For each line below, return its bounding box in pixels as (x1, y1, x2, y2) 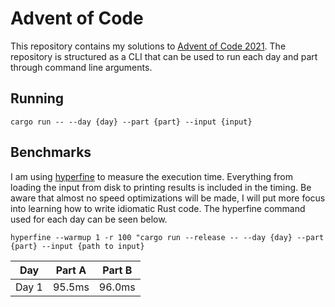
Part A (55, 263, 87, 277)
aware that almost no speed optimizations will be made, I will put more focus (10, 192, 326, 204)
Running (10, 90, 65, 107)
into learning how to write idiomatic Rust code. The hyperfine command (10, 202, 306, 214)
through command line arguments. (10, 61, 153, 73)
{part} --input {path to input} (10, 241, 145, 251)
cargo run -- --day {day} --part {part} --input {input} (10, 117, 253, 127)
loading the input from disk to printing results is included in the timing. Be (10, 181, 312, 193)
